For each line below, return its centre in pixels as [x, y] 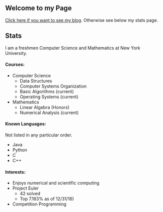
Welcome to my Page [39, 8]
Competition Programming [39, 204]
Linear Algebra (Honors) [44, 107]
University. [16, 53]
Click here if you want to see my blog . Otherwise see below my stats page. [81, 20]
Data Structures [36, 81]
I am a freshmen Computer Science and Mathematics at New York [73, 48]
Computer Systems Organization [53, 86]
